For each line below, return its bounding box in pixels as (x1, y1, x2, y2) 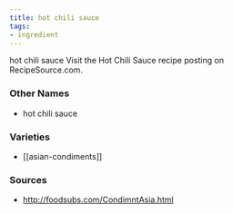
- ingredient (9, 30, 59, 39)
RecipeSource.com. (9, 64, 84, 75)
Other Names (9, 87, 70, 100)
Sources (9, 173, 47, 186)
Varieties (9, 131, 50, 143)
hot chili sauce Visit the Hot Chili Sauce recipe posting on (9, 55, 225, 66)
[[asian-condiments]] (22, 151, 103, 161)
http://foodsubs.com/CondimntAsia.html (22, 194, 175, 205)
